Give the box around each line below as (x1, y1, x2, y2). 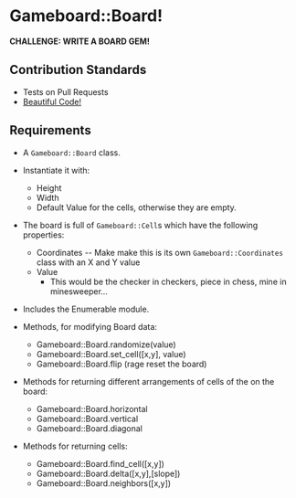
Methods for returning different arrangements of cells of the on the (22, 376, 275, 387)
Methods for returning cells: (22, 440, 128, 451)
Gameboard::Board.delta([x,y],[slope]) (36, 468, 181, 479)
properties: (22, 229, 65, 240)
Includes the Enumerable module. (22, 303, 150, 314)
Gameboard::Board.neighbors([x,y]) (36, 477, 172, 489)
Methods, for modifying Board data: (22, 321, 158, 332)
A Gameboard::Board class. (22, 147, 121, 158)
